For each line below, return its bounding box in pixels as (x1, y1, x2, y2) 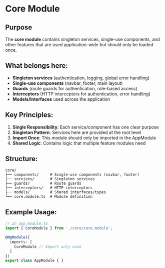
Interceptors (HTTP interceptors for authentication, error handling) (12, 91, 150, 97)
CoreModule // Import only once (14, 244, 81, 249)
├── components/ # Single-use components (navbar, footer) (5, 172, 140, 177)
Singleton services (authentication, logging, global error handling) (12, 75, 150, 81)
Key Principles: (5, 111, 53, 119)
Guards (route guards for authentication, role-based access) (12, 85, 137, 91)
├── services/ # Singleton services (5, 177, 95, 182)
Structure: (5, 155, 38, 163)
